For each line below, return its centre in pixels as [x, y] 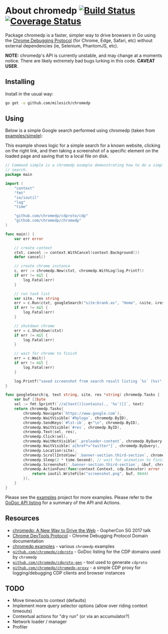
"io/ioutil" [26, 197]
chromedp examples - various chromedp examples [63, 546]
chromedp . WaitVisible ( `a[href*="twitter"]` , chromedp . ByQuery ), [91, 446]
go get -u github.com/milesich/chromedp [48, 103]
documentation [28, 541]
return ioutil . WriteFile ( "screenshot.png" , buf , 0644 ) [90, 474]
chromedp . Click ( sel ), [46, 437]
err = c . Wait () [30, 358]
